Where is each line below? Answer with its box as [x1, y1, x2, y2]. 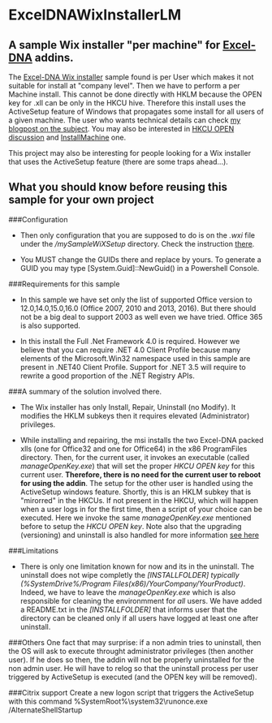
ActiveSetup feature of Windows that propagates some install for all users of [8, 107, 264, 116]
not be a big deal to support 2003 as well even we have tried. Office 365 [19, 312, 263, 321]
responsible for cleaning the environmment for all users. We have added [19, 596, 262, 605]
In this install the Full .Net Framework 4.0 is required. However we [19, 336, 240, 346]
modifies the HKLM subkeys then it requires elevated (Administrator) [19, 411, 250, 420]
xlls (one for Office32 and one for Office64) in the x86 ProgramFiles [19, 444, 248, 454]
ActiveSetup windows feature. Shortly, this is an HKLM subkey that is [19, 487, 252, 497]
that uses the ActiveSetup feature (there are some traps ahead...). [8, 157, 229, 166]
